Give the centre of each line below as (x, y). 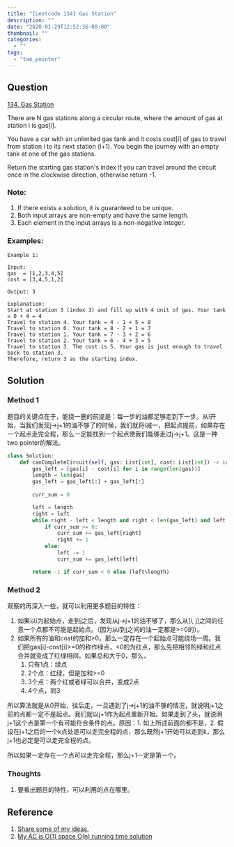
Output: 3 (22, 292)
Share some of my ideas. (53, 829)
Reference (30, 812)
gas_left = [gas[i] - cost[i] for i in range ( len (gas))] (116, 469)
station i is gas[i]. (32, 125)
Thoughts (24, 774)
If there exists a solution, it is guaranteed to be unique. (95, 207)
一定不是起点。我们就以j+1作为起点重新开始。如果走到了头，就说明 (127, 714)
